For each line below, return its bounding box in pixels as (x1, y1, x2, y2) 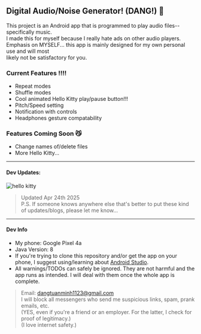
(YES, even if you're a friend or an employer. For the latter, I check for (20, 308, 193, 315)
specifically (6, 28, 35, 35)
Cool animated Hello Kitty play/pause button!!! (14, 96, 129, 103)
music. (35, 28, 53, 35)
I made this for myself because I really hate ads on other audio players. (6, 34, 181, 42)
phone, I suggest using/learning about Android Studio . (14, 258, 149, 266)
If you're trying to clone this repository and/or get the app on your (14, 252, 178, 259)
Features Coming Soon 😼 (6, 130, 82, 138)
